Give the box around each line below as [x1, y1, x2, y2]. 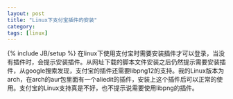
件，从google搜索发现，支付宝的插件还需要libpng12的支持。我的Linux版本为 [7, 66, 225, 75]
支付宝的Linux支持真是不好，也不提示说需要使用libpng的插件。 [19, 84, 199, 92]
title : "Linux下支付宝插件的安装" [7, 17, 98, 24]
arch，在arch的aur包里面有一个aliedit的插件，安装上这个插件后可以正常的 [7, 75, 217, 84]
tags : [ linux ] [7, 29, 49, 37]
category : [7, 23, 36, 30]
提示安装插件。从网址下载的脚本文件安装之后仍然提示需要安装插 [43, 58, 226, 66]
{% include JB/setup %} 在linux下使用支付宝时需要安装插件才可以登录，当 [7, 49, 219, 57]
